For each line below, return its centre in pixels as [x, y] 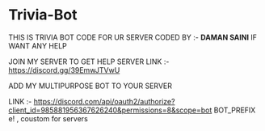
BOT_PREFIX [235, 110]
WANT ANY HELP [38, 45]
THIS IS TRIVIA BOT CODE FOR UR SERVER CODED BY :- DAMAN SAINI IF [132, 37]
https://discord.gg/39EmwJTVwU [64, 70]
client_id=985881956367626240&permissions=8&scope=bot [110, 110]
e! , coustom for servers [48, 118]
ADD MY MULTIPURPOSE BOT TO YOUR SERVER [90, 86]
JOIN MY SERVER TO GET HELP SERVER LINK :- [89, 61]
